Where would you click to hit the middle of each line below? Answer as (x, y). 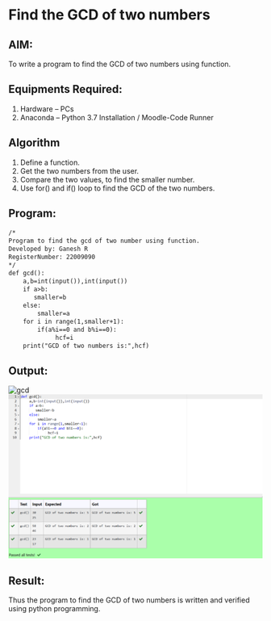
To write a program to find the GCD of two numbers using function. (120, 64)
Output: (28, 370)
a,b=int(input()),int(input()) (75, 281)
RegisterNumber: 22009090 (52, 257)
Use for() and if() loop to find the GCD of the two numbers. (117, 188)
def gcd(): (27, 273)
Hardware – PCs (47, 109)
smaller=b (50, 298)
